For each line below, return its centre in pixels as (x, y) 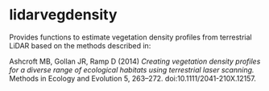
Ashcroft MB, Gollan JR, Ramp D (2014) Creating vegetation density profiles (135, 61)
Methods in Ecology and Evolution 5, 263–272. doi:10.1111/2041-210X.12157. (132, 78)
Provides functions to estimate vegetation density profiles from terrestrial (130, 37)
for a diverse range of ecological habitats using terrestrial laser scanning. (132, 69)
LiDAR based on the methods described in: (80, 45)
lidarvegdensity (63, 15)
